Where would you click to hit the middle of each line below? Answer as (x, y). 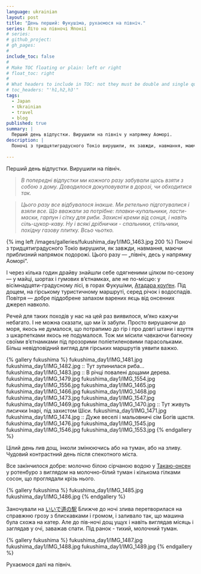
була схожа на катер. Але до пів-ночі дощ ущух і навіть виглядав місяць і (100, 522)
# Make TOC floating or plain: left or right (64, 68)
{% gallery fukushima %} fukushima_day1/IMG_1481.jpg (74, 359)
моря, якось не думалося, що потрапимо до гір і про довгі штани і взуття (100, 328)
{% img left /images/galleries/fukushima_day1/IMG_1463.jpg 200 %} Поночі (99, 241)
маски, (30, 217)
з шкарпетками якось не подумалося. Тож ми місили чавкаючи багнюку (99, 335)
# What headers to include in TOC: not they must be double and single (97, 85)
